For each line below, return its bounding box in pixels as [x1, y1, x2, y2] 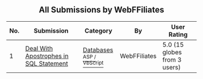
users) [162, 63, 181, 71]
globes [162, 48, 182, 56]
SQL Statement [25, 59, 68, 68]
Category [84, 27, 113, 35]
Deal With [25, 44, 53, 52]
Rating [168, 30, 188, 39]
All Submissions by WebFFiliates [39, 5, 164, 15]
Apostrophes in [25, 51, 69, 60]
